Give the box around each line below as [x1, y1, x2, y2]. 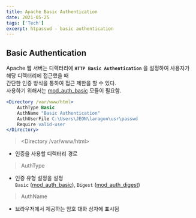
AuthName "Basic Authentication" [17, 110, 101, 116]
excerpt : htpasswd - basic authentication [6, 25, 114, 32]
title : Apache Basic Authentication [6, 8, 98, 15]
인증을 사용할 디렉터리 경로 [14, 150, 78, 157]
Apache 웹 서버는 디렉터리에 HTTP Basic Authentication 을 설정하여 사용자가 [6, 64, 190, 72]
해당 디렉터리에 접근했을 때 [6, 72, 69, 79]
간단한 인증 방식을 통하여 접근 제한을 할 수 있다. [6, 79, 117, 87]
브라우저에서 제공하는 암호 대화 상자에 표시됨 [14, 205, 120, 213]
